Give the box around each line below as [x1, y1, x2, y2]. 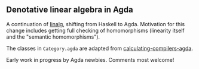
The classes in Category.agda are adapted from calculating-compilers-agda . [6, 45, 193, 52]
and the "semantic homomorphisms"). [6, 33, 100, 40]
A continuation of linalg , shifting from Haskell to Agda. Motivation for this [6, 20, 185, 27]
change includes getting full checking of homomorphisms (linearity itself [6, 27, 185, 34]
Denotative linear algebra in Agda [6, 5, 133, 15]
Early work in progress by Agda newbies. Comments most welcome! [6, 56, 174, 63]
